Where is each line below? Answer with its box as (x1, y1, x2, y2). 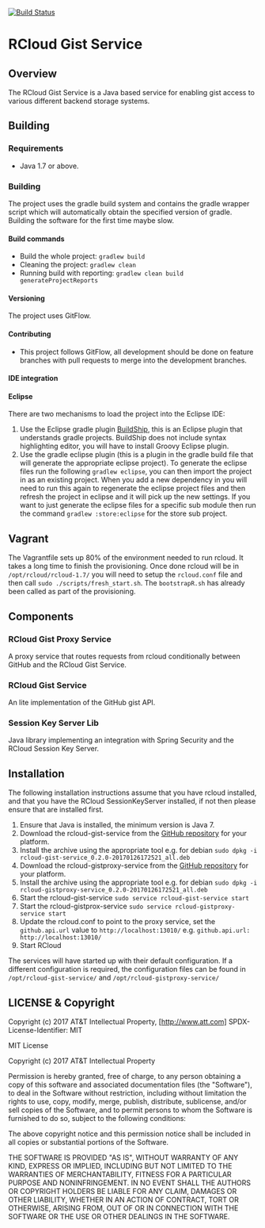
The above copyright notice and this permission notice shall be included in (8, 1129, 251, 1138)
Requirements (8, 143, 64, 154)
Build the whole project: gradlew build (19, 251, 146, 261)
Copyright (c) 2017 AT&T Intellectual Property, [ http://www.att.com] (8, 1017, 227, 1027)
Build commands (8, 234, 65, 244)
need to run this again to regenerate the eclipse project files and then (19, 484, 246, 493)
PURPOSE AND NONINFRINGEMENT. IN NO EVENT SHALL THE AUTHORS (8, 1178, 252, 1188)
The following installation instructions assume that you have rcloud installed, (8, 788, 257, 797)
